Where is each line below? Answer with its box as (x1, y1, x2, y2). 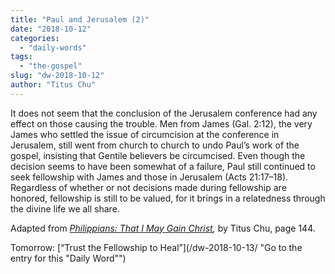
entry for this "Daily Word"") (10, 252, 127, 264)
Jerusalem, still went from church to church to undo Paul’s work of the (10, 139, 300, 151)
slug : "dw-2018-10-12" (10, 71, 105, 81)
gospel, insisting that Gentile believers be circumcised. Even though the (10, 149, 306, 161)
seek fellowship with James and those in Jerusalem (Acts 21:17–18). (10, 171, 289, 183)
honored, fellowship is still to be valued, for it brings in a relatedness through (10, 192, 326, 204)
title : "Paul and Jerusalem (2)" (10, 14, 150, 25)
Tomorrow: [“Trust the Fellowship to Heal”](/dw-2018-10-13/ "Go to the (10, 241, 303, 253)
